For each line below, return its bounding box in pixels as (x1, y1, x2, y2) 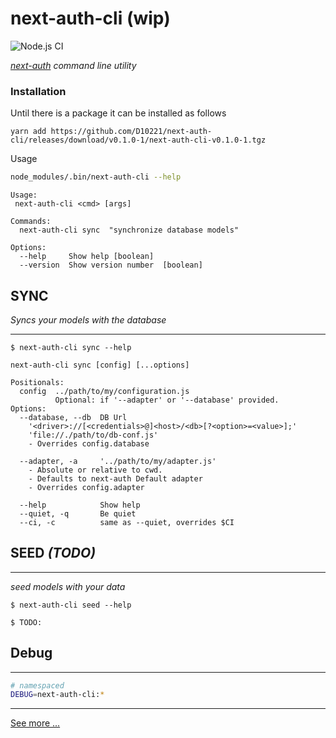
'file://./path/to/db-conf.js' (28, 430, 159, 440)
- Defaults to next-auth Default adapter (28, 473, 203, 484)
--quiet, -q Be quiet (19, 508, 137, 519)
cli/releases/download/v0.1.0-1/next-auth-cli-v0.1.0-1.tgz (10, 135, 267, 146)
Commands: (10, 217, 52, 227)
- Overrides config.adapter (28, 482, 145, 492)
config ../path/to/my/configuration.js (19, 386, 190, 396)
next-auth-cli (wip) (10, 7, 171, 30)
